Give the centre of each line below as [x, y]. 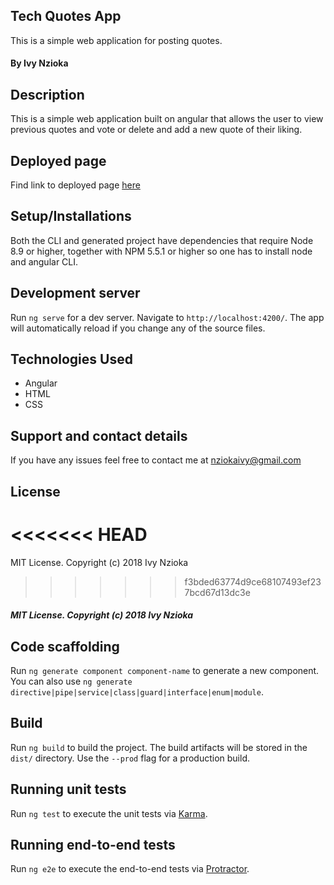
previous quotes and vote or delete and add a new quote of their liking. [156, 130]
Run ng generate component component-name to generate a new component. [165, 671]
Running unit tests [68, 789]
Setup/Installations [71, 216]
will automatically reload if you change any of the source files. [138, 328]
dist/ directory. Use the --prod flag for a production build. [130, 758]
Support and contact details [99, 435]
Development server [75, 293]
